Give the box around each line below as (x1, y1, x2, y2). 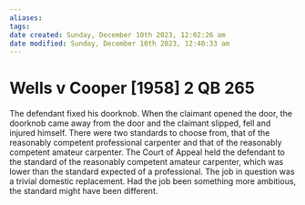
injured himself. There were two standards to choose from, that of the (9, 128, 270, 138)
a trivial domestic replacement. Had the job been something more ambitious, (9, 176, 297, 187)
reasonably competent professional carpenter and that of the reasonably (9, 138, 282, 149)
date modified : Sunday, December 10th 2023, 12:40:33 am (9, 38, 230, 48)
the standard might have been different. (9, 186, 158, 197)
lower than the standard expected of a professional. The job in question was (9, 166, 295, 178)
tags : (9, 22, 30, 31)
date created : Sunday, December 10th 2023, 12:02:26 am (9, 30, 226, 39)
